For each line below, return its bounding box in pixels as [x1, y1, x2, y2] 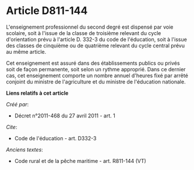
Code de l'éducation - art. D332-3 [14, 134, 97, 141]
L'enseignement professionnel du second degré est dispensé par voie [6, 23, 174, 30]
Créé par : [6, 100, 29, 107]
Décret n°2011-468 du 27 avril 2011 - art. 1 [14, 112, 115, 119]
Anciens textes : [6, 146, 44, 153]
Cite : [6, 123, 17, 130]
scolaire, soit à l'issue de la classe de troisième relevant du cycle [6, 29, 161, 36]
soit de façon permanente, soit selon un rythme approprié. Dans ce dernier [6, 65, 186, 72]
